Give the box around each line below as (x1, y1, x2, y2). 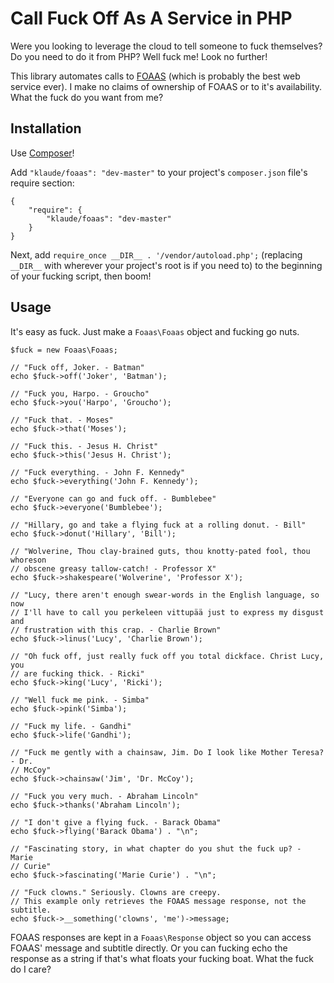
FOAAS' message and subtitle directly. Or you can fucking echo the (10, 942, 288, 954)
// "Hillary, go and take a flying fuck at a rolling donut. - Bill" (10, 520, 307, 530)
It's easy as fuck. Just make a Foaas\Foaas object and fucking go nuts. (10, 325, 300, 337)
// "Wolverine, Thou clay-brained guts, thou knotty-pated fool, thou (10, 546, 311, 556)
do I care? (10, 963, 52, 975)
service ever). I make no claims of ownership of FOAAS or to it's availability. (10, 80, 323, 92)
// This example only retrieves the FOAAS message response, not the (10, 896, 307, 906)
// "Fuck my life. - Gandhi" (10, 721, 132, 731)
